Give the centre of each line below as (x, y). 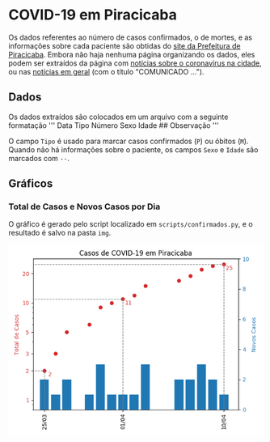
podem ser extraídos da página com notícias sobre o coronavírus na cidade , (135, 63)
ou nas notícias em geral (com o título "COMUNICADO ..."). (106, 71)
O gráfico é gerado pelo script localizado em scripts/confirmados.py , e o (131, 224)
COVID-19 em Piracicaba (93, 15)
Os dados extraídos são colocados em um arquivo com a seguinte (118, 117)
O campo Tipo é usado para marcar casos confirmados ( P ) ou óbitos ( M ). (129, 141)
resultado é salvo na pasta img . (60, 233)
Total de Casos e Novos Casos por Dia (84, 206)
